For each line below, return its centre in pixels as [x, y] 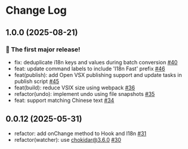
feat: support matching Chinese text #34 [64, 100]
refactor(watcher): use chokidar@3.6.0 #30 [68, 139]
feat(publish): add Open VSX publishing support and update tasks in [98, 74]
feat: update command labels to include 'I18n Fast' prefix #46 [90, 69]
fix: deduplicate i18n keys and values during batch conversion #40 [96, 62]
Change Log [36, 10]
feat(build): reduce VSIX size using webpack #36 [75, 88]
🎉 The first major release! [43, 49]
